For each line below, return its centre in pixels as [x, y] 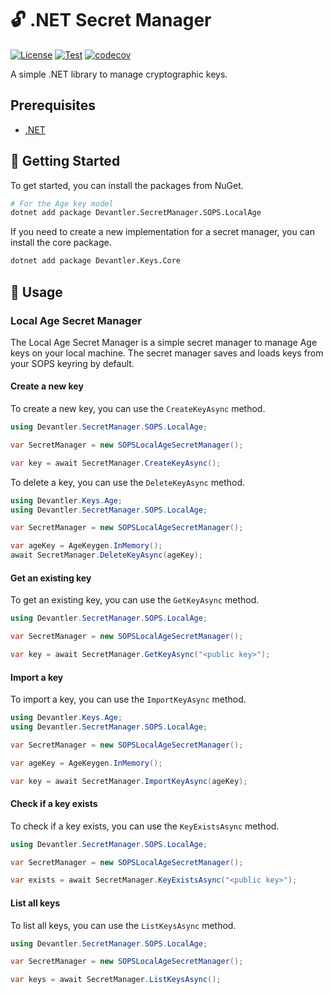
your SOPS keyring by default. [72, 363]
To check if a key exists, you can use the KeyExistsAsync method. [145, 826]
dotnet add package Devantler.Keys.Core [96, 261]
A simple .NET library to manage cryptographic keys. [119, 74]
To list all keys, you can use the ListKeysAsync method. [123, 925]
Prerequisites [53, 105]
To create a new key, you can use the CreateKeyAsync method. [138, 409]
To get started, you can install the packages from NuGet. [127, 185]
